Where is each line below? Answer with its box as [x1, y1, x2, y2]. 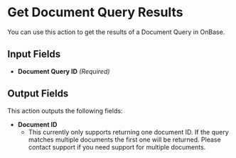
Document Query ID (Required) [17, 67, 110, 75]
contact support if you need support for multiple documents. [28, 142, 206, 151]
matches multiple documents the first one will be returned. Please [28, 135, 222, 144]
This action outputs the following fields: [7, 106, 123, 115]
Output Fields [7, 88, 69, 100]
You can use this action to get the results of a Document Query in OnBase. [7, 28, 225, 36]
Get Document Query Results [7, 4, 183, 21]
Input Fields [7, 48, 61, 60]
